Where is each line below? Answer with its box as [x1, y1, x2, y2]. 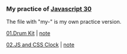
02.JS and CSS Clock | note [6, 41, 75, 49]
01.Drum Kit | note [6, 30, 51, 37]
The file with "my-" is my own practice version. [6, 18, 122, 26]
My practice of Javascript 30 [6, 5, 92, 13]
